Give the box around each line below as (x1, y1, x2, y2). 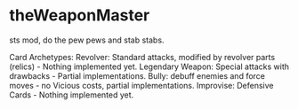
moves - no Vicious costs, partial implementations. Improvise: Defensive (9, 80, 274, 90)
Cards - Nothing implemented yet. (9, 90, 134, 100)
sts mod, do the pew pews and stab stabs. (9, 35, 165, 45)
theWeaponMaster (9, 5, 150, 26)
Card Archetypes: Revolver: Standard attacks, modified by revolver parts (9, 51, 276, 62)
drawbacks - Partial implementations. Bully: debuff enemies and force (9, 70, 265, 81)
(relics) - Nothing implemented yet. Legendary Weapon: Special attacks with (9, 61, 290, 72)
